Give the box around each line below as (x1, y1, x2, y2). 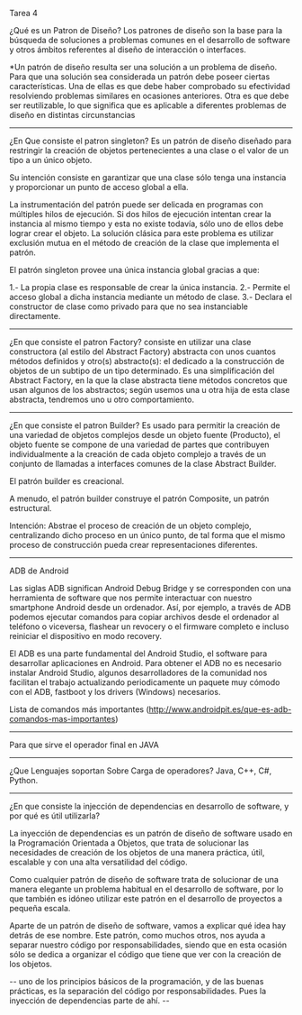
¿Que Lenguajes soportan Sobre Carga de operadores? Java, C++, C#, (9, 765, 272, 776)
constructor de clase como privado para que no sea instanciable (9, 301, 249, 312)
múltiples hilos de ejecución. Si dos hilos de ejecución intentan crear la (9, 209, 271, 219)
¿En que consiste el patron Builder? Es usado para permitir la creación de (9, 420, 280, 431)
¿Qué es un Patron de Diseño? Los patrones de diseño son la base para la (9, 25, 283, 35)
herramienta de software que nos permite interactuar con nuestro (9, 592, 253, 603)
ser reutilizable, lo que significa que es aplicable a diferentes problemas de (9, 100, 288, 111)
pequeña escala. (9, 903, 71, 913)
